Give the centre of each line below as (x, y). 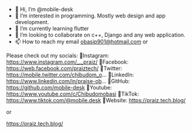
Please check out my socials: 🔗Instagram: (58, 55)
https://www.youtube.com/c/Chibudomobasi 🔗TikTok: (73, 94)
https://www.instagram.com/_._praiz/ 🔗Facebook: (67, 62)
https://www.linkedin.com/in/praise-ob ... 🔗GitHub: (68, 81)
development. (32, 22)
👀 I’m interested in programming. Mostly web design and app (90, 16)
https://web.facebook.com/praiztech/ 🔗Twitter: (64, 68)
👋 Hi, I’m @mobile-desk (44, 9)
